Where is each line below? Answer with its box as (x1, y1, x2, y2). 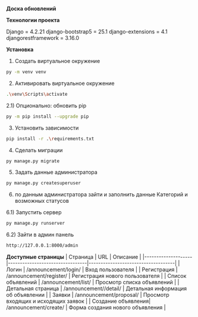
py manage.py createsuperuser (6, 180, 81, 186)
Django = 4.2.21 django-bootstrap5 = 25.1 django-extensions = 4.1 (6, 28, 168, 35)
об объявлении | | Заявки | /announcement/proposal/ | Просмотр (6, 291, 169, 298)
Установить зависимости (14, 124, 79, 131)
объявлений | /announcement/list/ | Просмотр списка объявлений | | (6, 279, 180, 285)
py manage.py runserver (6, 220, 65, 227)
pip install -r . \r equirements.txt (6, 136, 95, 142)
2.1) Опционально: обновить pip (6, 102, 87, 109)
